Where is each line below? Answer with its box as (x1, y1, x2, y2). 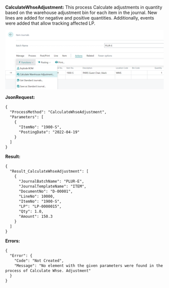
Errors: (5, 238, 20, 244)
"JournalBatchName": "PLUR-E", (18, 179, 84, 184)
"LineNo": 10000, (18, 194, 55, 199)
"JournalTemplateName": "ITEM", (18, 184, 87, 189)
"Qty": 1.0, (18, 209, 44, 214)
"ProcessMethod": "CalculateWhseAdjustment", (10, 110, 107, 115)
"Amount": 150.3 (18, 214, 53, 219)
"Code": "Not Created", (14, 258, 64, 263)
